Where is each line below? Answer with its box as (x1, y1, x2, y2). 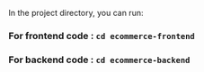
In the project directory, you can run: (8, 8, 144, 18)
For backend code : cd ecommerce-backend (8, 53, 191, 66)
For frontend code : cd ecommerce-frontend (8, 29, 195, 42)
